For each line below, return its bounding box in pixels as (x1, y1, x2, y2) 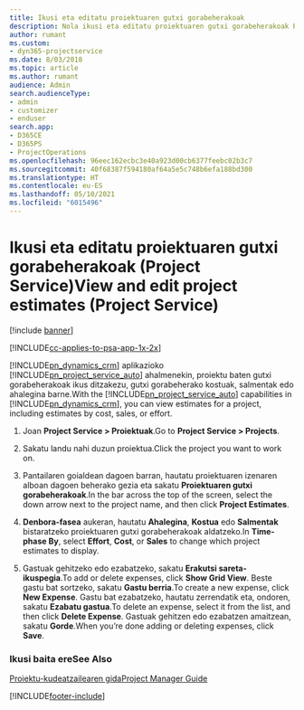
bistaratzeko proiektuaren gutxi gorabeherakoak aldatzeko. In (22, 525, 251, 536)
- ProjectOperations (9, 147, 88, 156)
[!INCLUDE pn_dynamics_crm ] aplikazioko (9, 359, 165, 371)
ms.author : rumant (9, 72, 79, 81)
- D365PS (9, 139, 43, 148)
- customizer (9, 106, 59, 115)
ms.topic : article (9, 64, 79, 73)
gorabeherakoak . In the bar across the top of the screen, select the (22, 489, 273, 500)
